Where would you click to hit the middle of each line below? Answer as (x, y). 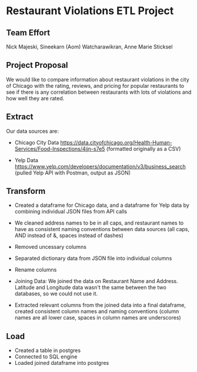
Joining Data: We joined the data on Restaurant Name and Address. (96, 281)
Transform (26, 191)
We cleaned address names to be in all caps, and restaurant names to (99, 223)
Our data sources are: (32, 131)
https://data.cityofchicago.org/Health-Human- (116, 142)
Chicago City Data (37, 142)
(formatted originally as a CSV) (143, 149)
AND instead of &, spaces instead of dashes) (69, 236)
